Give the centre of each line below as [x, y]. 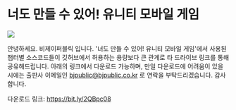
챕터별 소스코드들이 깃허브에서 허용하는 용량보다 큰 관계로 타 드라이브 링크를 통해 [118, 57]
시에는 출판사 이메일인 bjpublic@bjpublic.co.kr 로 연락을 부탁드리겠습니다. [110, 75]
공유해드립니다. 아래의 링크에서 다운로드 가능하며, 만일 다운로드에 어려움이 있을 [116, 66]
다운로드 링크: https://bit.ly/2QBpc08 [59, 99]
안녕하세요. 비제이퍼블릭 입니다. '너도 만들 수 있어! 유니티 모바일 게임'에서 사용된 [117, 48]
